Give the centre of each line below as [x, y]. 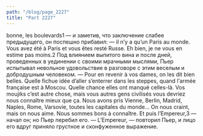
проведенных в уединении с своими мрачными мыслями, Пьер [90, 61]
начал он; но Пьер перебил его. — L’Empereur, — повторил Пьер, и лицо [101, 119]
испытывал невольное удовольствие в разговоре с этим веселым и [95, 67]
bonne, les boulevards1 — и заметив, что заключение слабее [85, 35]
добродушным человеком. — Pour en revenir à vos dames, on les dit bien [101, 74]
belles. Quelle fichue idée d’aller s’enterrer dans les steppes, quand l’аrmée [101, 81]
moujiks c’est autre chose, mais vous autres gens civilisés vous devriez [96, 94]
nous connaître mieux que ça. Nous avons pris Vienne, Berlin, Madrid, [94, 100]
